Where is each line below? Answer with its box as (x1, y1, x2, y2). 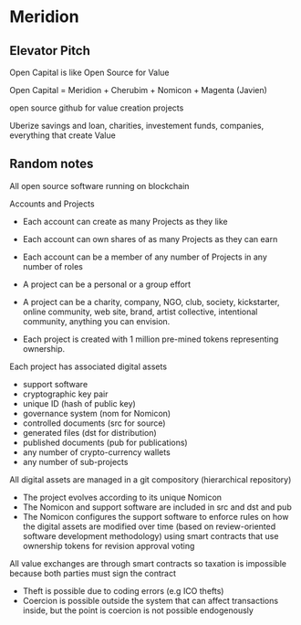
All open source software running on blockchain (9, 180, 190, 191)
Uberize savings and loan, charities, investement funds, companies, (9, 121, 265, 131)
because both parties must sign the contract (9, 567, 176, 578)
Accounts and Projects (9, 198, 95, 209)
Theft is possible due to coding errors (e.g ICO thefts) (22, 585, 224, 596)
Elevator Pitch (9, 43, 91, 58)
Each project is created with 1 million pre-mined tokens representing (22, 334, 279, 344)
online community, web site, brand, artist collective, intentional (22, 306, 258, 317)
